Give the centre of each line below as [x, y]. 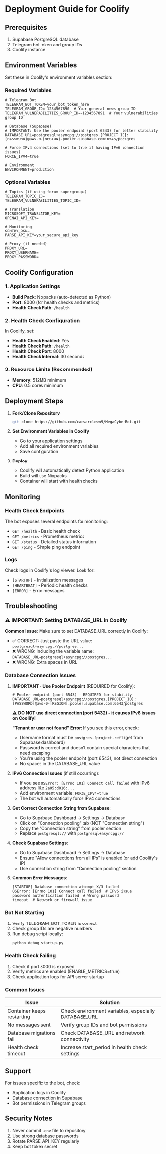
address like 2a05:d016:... [47, 788]
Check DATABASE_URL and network [103, 1033]
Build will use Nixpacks [43, 476]
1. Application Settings [33, 286]
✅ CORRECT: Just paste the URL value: [52, 641]
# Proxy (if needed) [26, 244]
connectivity [75, 1039]
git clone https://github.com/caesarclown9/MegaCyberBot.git [77, 422]
